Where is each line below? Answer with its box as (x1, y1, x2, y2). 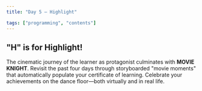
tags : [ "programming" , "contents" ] (6, 19, 96, 26)
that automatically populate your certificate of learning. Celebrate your (6, 71, 183, 79)
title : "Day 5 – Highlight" (6, 8, 78, 15)
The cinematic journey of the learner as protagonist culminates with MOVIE (6, 58, 195, 66)
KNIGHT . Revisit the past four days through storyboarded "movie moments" (6, 65, 196, 72)
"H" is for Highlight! (6, 42, 83, 52)
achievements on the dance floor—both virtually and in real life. (6, 78, 165, 85)
